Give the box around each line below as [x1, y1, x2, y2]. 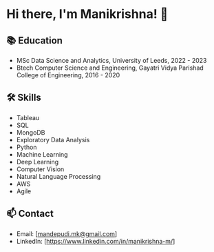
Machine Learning [16, 150, 68, 158]
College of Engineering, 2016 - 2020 [16, 71, 120, 79]
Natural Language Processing [16, 172, 101, 180]
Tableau [16, 113, 40, 122]
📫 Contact [6, 208, 54, 220]
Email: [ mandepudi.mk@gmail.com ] [16, 229, 118, 238]
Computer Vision [16, 165, 65, 173]
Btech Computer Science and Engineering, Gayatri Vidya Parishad [16, 64, 204, 72]
